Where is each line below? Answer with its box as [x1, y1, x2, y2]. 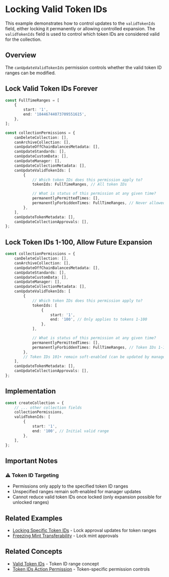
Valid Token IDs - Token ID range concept [12, 560, 99, 566]
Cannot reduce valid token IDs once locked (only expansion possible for [12, 494, 162, 500]
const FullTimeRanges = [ [5, 97, 59, 103]
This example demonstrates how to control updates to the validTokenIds [5, 20, 156, 26]
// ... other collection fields [14, 405, 82, 410]
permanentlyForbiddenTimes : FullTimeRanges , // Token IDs [32, 345, 156, 350]
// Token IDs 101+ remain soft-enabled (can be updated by [23, 354, 150, 359]
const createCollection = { [5, 400, 64, 405]
